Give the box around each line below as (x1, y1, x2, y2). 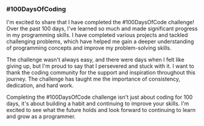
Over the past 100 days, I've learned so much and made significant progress (6, 25, 198, 32)
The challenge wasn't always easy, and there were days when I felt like (6, 56, 185, 64)
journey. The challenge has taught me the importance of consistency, (6, 75, 181, 83)
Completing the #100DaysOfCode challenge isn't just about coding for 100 (6, 93, 193, 101)
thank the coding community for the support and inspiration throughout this (6, 69, 196, 76)
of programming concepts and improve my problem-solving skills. (6, 44, 172, 51)
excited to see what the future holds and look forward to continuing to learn (6, 107, 196, 114)
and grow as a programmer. (6, 113, 76, 120)
